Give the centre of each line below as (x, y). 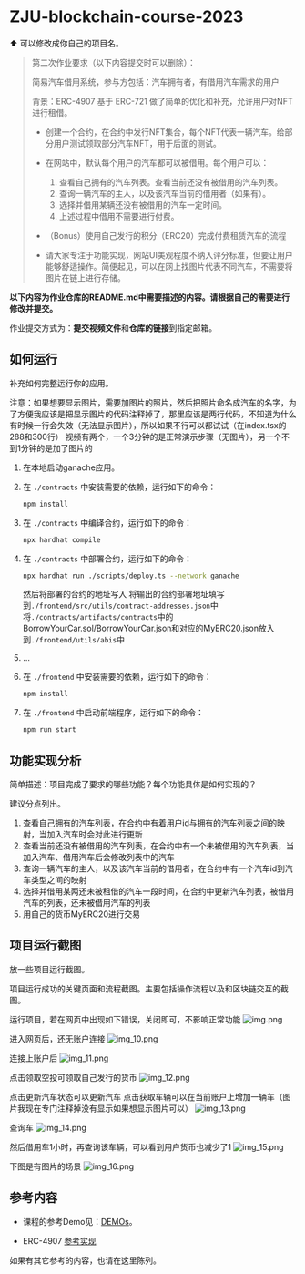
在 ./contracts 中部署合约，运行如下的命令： (107, 559)
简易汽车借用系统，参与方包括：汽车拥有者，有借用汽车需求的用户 (155, 82)
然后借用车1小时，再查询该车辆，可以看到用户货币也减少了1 (121, 1146)
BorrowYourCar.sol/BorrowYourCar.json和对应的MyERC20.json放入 (148, 628)
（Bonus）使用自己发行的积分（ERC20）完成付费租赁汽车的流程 (166, 235)
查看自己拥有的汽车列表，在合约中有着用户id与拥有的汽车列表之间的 (150, 823)
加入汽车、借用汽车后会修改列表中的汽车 (98, 857)
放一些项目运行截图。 (49, 969)
